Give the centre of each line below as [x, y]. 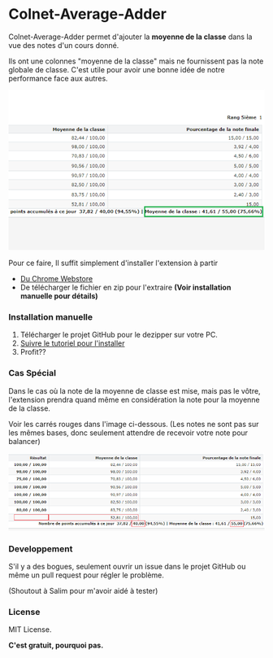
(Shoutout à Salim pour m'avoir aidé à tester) [83, 591]
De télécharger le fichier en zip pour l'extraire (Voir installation [126, 287]
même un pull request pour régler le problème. [87, 575]
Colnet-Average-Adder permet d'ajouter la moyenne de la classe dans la [130, 37]
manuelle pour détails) [59, 296]
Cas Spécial [32, 373]
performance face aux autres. [58, 78]
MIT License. [30, 630]
